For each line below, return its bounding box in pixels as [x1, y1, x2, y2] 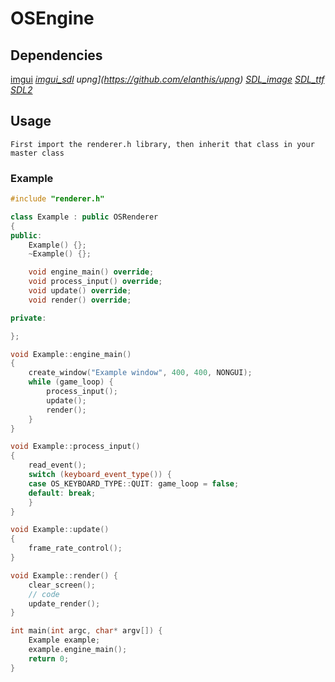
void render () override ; [28, 295, 132, 305]
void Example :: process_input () [10, 442, 141, 452]
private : [10, 313, 47, 323]
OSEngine [10, 7, 95, 30]
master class [10, 148, 65, 158]
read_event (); [28, 460, 87, 471]
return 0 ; [28, 653, 70, 664]
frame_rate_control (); [28, 543, 123, 554]
